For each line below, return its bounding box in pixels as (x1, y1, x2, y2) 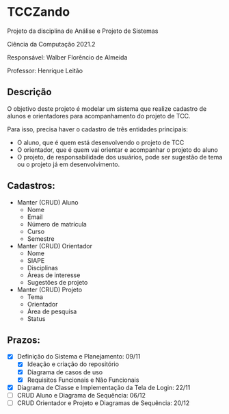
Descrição (7, 86, 52, 98)
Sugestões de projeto (27, 278, 88, 286)
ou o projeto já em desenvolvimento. (16, 160, 120, 168)
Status (27, 314, 46, 322)
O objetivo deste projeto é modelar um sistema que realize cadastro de (7, 104, 207, 113)
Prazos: (7, 334, 41, 346)
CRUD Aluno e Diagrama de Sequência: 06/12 (16, 391, 146, 399)
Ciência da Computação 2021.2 (7, 40, 96, 48)
